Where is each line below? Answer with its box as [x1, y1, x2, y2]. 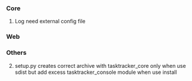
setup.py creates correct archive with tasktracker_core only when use [14, 62, 186, 69]
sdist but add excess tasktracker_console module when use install [14, 68, 177, 76]
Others [6, 49, 27, 57]
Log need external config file [14, 18, 86, 25]
